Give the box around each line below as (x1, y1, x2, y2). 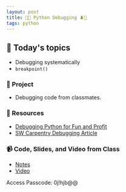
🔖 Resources (6, 109, 44, 118)
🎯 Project (6, 80, 34, 88)
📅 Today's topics (6, 42, 71, 53)
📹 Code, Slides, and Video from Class (6, 145, 120, 153)
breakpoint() (15, 66, 48, 73)
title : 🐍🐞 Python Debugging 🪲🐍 (6, 15, 87, 21)
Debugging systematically (15, 59, 81, 66)
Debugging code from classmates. (15, 94, 102, 101)
